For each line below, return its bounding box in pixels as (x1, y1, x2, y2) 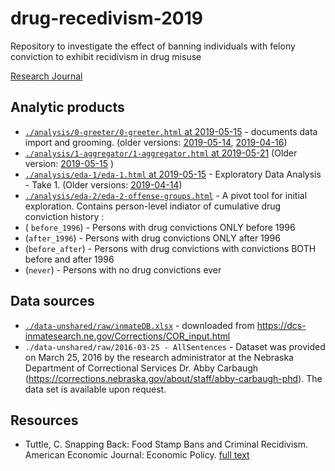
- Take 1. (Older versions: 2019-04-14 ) (24, 178, 183, 191)
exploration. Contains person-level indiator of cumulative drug (24, 200, 282, 212)
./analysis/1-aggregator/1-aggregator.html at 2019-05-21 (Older (24, 147, 298, 159)
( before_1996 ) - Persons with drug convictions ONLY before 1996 (24, 221, 296, 233)
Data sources (10, 293, 95, 310)
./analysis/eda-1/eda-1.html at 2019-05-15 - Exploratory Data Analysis (24, 168, 322, 180)
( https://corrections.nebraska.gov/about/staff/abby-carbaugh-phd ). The (24, 372, 323, 384)
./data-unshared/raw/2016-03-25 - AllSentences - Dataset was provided (24, 340, 326, 352)
